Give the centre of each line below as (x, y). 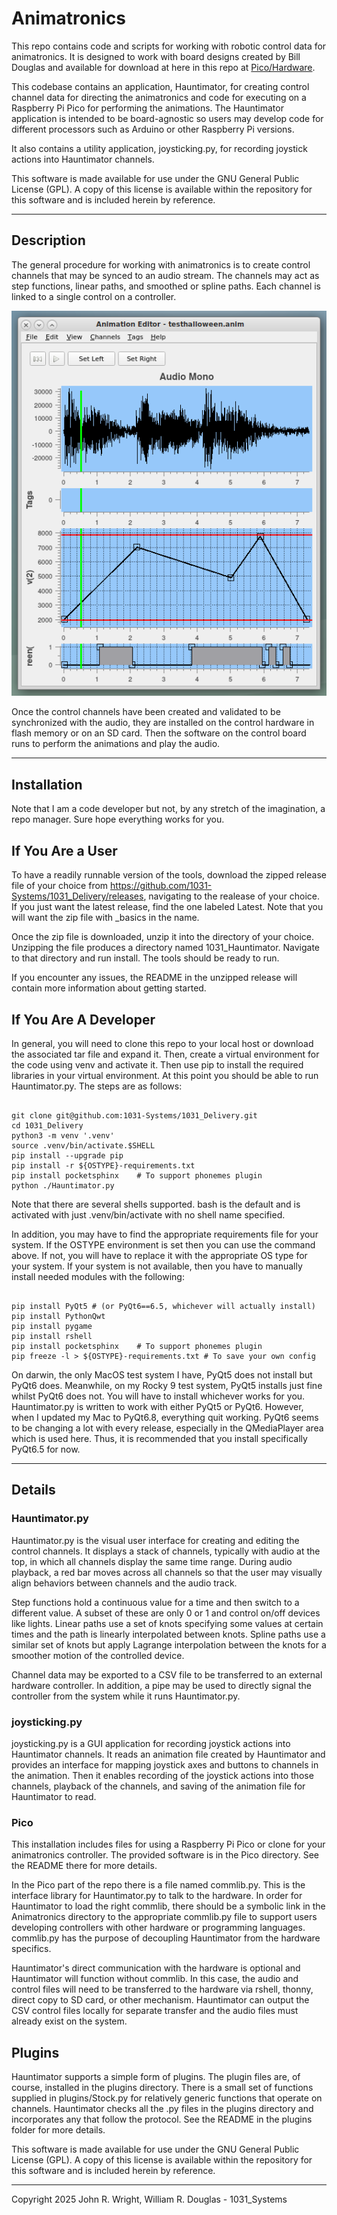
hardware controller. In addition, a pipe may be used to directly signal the (161, 1685)
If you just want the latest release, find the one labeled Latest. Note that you (167, 907)
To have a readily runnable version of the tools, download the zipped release (169, 875)
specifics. (31, 1949)
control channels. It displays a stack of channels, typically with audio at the (166, 1551)
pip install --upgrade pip (67, 1155)
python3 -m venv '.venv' (63, 1135)
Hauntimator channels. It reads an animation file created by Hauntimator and (168, 1754)
